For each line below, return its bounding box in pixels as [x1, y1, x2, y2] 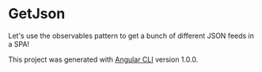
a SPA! [8, 39, 30, 48]
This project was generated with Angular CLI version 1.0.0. [8, 55, 199, 64]
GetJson [8, 5, 66, 23]
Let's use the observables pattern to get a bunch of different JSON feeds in [8, 31, 255, 40]
